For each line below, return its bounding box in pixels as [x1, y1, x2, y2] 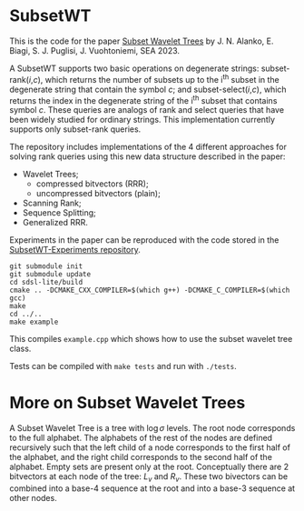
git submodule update [9, 270, 92, 279]
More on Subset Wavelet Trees [9, 393, 246, 414]
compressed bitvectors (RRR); [35, 178, 149, 189]
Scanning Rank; [22, 197, 82, 209]
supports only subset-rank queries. [9, 124, 142, 135]
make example [9, 317, 59, 327]
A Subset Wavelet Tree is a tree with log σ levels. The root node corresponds [9, 423, 296, 434]
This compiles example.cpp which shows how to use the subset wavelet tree [9, 334, 293, 345]
